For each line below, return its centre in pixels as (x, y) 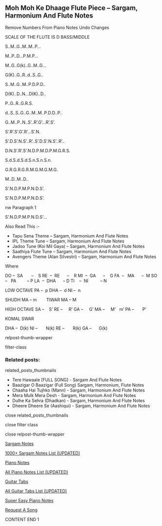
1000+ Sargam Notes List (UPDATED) (43, 453)
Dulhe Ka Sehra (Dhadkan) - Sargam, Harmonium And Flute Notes (78, 401)
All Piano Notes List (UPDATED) (37, 472)
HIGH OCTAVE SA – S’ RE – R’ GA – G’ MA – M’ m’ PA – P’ (76, 309)
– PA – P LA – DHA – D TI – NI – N (56, 281)
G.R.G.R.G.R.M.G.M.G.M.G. (31, 169)
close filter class (21, 425)
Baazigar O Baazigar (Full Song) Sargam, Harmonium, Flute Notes (78, 385)
